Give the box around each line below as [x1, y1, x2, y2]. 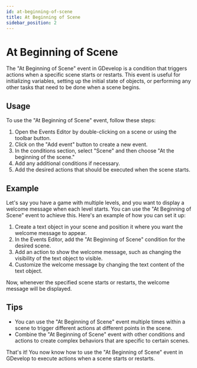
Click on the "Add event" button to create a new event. [14, 141, 148, 148]
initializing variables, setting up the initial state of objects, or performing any [6, 78, 191, 85]
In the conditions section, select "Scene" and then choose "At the [14, 147, 175, 154]
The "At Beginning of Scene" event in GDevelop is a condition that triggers [6, 65, 188, 72]
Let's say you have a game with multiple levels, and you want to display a [6, 199, 185, 206]
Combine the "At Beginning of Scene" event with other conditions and [14, 331, 185, 338]
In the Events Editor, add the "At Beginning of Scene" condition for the [14, 236, 185, 243]
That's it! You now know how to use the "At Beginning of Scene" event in [6, 348, 183, 356]
